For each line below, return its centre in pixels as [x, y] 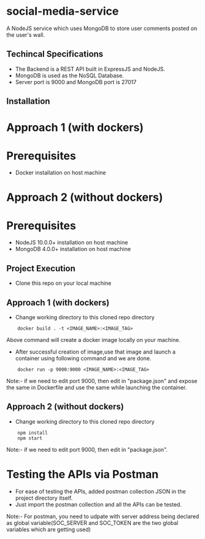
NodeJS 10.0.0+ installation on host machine [72, 242]
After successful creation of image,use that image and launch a [95, 352]
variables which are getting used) [48, 529]
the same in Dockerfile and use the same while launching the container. [97, 387]
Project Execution [41, 268]
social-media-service [63, 11]
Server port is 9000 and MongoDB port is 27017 [76, 82]
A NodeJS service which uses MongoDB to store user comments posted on [102, 28]
